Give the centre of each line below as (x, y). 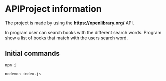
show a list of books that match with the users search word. (67, 38)
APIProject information (54, 9)
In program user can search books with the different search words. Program (83, 32)
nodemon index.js (23, 74)
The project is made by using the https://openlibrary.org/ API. (70, 23)
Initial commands (32, 53)
